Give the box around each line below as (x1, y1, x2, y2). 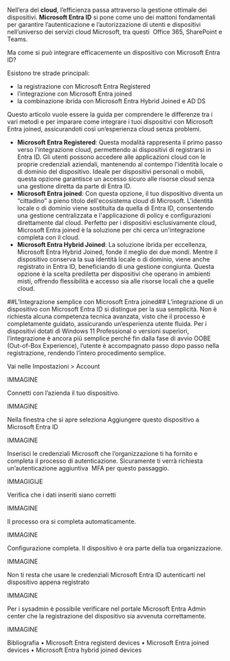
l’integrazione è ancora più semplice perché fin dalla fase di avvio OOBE (7, 334, 211, 343)
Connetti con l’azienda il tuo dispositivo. (7, 389, 120, 397)
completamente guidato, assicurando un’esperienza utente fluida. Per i (7, 320, 207, 327)
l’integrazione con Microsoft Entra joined (16, 89, 133, 98)
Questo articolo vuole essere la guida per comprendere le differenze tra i (7, 110, 213, 118)
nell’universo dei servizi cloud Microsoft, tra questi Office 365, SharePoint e (7, 28, 222, 36)
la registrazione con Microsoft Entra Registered (16, 83, 151, 90)
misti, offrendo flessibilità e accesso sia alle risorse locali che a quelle (16, 277, 214, 285)
